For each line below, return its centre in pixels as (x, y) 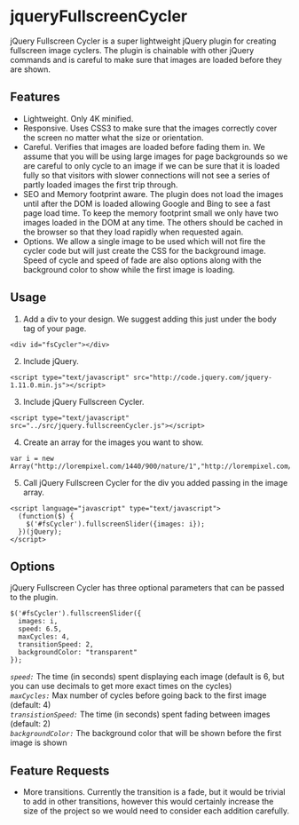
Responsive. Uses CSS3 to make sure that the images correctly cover (150, 128)
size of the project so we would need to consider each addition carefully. (156, 811)
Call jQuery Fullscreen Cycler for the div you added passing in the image (155, 482)
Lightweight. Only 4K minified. (78, 118)
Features (35, 97)
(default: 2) (31, 724)
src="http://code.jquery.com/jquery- (203, 377)
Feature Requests (60, 770)
